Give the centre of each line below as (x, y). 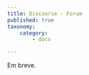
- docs (42, 40)
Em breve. (22, 65)
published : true (31, 20)
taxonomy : (22, 26)
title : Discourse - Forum (44, 14)
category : (34, 33)
